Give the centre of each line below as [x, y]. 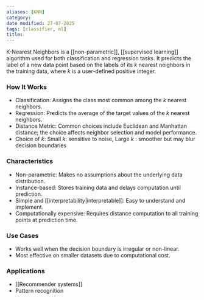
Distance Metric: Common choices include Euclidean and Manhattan [101, 126]
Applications [26, 271]
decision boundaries [41, 145]
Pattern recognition [39, 291]
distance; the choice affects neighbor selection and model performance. [106, 133]
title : [15, 35]
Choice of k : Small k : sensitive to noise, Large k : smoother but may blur [105, 139]
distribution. [30, 181]
